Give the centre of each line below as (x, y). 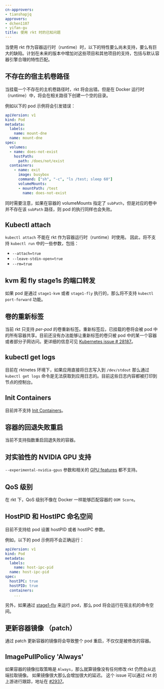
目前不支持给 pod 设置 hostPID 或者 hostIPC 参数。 (56, 529)
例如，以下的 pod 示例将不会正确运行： (45, 540)
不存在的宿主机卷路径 (37, 77)
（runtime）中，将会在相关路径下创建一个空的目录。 (58, 95)
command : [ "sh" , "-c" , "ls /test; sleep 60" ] (65, 179)
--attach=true (26, 254)
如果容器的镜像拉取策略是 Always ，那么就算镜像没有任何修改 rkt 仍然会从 (78, 669)
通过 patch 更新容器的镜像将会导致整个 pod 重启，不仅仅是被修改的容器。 (79, 641)
